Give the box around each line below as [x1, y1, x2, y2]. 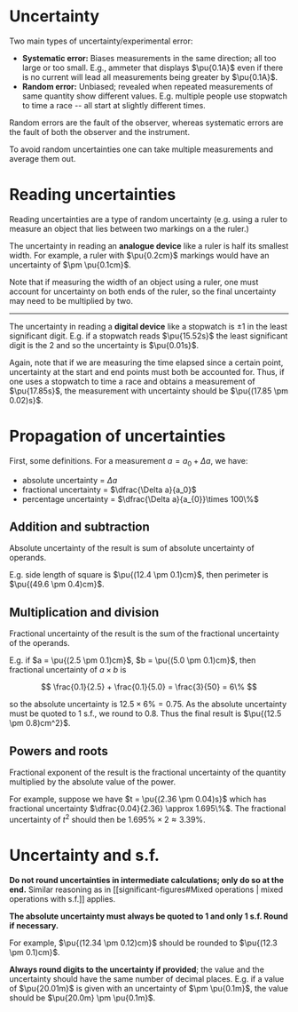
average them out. [9, 153, 76, 163]
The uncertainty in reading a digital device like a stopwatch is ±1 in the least [9, 321, 288, 331]
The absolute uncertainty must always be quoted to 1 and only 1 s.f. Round [9, 911, 288, 921]
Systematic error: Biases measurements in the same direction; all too [21, 52, 277, 63]
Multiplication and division [9, 604, 160, 619]
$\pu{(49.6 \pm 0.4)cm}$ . [9, 579, 105, 590]
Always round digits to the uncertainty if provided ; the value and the [9, 964, 264, 975]
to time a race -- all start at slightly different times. [21, 100, 206, 110]
